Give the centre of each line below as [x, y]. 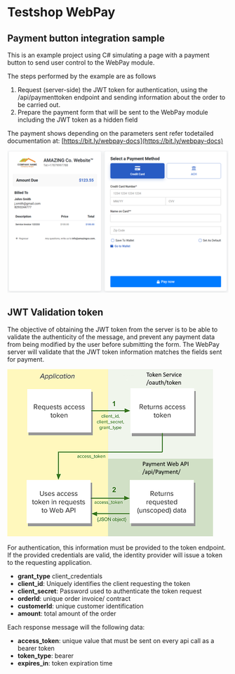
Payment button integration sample [86, 38]
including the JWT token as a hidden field [78, 120]
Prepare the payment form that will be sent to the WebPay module [113, 112]
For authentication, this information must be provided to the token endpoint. [116, 547]
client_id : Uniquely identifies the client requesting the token [104, 583]
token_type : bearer [46, 656]
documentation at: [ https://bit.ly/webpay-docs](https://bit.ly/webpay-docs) [115, 141]
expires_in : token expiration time [65, 663]
